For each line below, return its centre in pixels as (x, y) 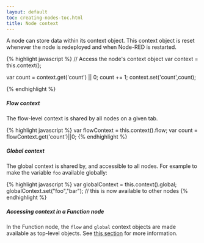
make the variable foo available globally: (57, 173)
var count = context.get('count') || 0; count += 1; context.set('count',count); (101, 78)
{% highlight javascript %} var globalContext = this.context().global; (92, 184)
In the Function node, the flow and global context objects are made (91, 227)
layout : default (27, 12)
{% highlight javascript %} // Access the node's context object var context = (102, 59)
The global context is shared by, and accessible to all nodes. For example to (102, 166)
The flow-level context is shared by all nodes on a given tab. (82, 118)
